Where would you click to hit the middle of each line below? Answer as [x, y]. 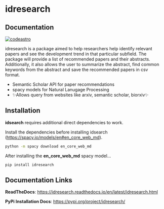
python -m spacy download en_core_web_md [48, 146]
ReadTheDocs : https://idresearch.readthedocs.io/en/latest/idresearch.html [82, 192]
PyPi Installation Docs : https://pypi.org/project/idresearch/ [65, 202]
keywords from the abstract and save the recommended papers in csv [77, 70]
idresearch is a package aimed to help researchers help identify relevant [79, 49]
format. [13, 75]
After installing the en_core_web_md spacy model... [58, 156]
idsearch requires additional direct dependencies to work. [64, 122]
